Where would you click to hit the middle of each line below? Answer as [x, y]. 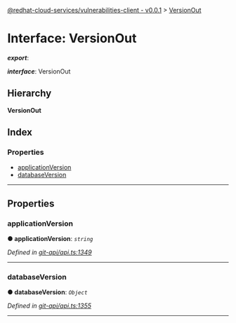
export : [18, 57]
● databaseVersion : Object [47, 292]
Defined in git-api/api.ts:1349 [50, 252]
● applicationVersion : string [50, 239]
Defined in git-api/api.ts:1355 [50, 306]
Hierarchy [29, 94]
